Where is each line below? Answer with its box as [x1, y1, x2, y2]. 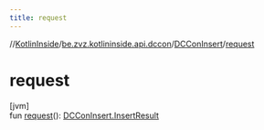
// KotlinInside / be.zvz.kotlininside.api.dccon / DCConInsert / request [9, 38, 255, 49]
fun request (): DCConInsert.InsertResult [9, 110, 160, 121]
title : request [9, 13, 68, 23]
